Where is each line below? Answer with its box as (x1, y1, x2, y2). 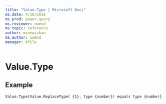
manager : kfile (5, 40, 37, 45)
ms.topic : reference (5, 26, 48, 31)
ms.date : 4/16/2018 (5, 12, 46, 17)
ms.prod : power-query (5, 16, 50, 21)
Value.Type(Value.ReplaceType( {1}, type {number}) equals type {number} (5, 94, 162, 99)
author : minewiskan (5, 30, 46, 35)
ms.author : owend (5, 35, 41, 40)
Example (5, 81, 33, 90)
